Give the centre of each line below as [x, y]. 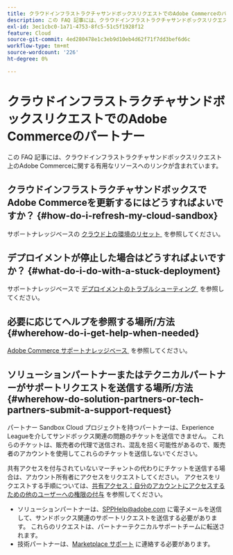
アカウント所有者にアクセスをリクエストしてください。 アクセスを [120, 476]
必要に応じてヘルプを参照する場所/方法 [91, 322]
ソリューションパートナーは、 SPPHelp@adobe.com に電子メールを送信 [119, 509]
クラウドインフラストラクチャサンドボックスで [107, 190]
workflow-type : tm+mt [38, 46]
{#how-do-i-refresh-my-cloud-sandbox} [127, 216]
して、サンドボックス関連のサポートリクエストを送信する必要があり [114, 517]
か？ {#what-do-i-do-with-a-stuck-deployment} [114, 271]
